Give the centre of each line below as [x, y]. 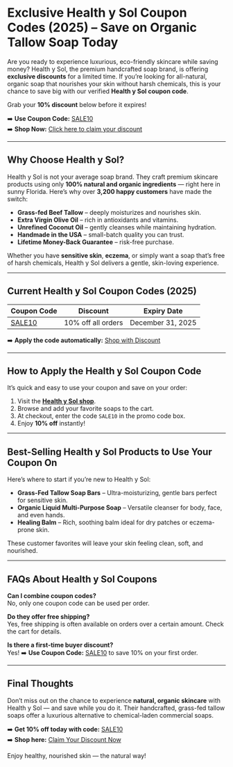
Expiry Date [163, 311]
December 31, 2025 [163, 323]
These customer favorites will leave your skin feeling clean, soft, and [105, 543]
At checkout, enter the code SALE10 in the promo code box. [101, 416]
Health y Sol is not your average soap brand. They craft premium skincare [113, 177]
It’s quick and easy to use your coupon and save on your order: [97, 388]
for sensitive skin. [42, 500]
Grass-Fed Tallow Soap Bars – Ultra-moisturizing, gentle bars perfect [117, 493]
